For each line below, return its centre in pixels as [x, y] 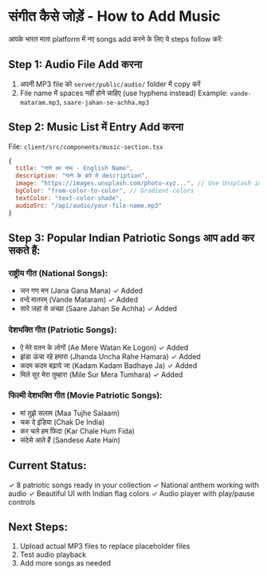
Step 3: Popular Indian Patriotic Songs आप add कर [132, 238]
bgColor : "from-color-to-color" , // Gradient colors [105, 191]
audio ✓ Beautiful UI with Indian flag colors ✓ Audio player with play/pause [132, 493]
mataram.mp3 [39, 102]
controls [22, 502]
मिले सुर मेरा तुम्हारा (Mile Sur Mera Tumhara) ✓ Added [101, 374]
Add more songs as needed [65, 563]
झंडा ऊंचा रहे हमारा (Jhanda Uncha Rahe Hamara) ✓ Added [110, 356]
